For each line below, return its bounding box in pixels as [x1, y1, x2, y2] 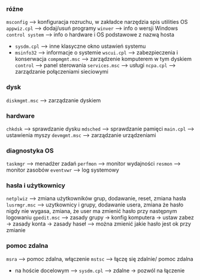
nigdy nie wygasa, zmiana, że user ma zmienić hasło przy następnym [6, 208, 177, 215]
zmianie [6, 227, 26, 234]
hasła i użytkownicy [6, 181, 66, 190]
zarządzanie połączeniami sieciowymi [14, 68, 109, 75]
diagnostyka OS [6, 146, 54, 154]
